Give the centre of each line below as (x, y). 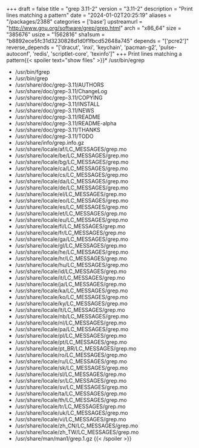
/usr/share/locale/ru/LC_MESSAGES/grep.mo (71, 361)
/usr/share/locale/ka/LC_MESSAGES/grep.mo (71, 291)
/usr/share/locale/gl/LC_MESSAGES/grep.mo (71, 245)
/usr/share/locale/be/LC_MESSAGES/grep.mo (72, 156)
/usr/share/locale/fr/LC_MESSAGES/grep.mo (70, 233)
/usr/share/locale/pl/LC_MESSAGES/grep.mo (71, 336)
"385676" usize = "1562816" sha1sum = (56, 35)
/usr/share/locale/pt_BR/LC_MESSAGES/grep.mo (76, 348)
